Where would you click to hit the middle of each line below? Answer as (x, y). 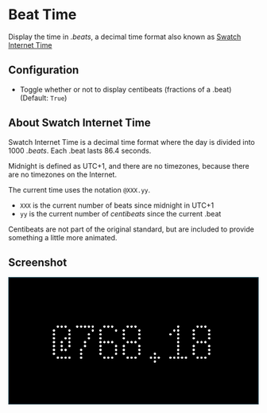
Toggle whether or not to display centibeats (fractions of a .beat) (126, 89)
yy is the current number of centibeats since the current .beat (120, 213)
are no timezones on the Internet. (63, 174)
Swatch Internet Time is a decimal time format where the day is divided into (132, 142)
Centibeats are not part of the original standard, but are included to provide (131, 229)
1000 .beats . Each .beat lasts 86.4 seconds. (80, 150)
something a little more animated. (63, 237)
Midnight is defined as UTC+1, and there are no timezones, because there (129, 166)
